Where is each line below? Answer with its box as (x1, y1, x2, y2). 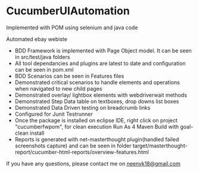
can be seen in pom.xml (14, 66, 74, 73)
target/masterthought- (132, 142, 188, 149)
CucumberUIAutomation (6, 4, 130, 18)
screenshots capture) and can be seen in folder (14, 142, 132, 149)
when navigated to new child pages (14, 85, 102, 92)
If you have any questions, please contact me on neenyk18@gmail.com (6, 160, 181, 167)
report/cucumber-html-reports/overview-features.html (14, 148, 149, 156)
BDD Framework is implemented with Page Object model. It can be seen (14, 47, 192, 54)
